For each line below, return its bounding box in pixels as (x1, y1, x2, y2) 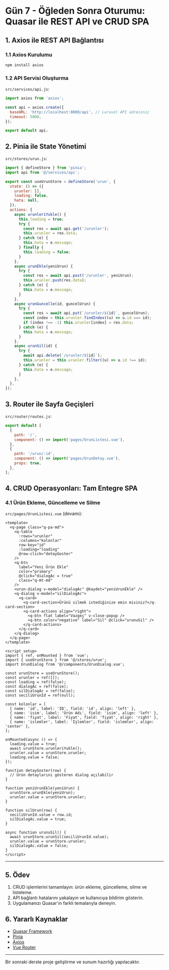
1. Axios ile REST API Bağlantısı (5, 36, 104, 44)
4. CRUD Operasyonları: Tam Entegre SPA (5, 484, 138, 493)
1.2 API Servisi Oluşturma (5, 74, 69, 81)
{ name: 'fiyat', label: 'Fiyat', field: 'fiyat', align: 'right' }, (10, 715, 158, 720)
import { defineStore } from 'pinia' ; (5, 165, 87, 170)
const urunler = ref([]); (5, 675, 59, 680)
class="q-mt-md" (18, 578, 53, 583)
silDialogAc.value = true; (10, 817, 66, 822)
